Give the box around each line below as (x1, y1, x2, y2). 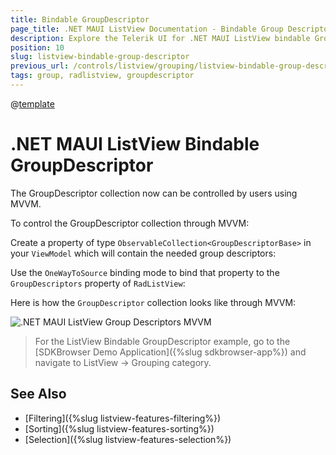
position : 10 (10, 42, 65, 53)
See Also (10, 386, 67, 403)
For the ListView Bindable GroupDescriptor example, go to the (34, 335, 291, 347)
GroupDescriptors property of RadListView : (10, 277, 186, 289)
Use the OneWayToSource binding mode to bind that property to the (10, 266, 280, 278)
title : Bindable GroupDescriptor (10, 14, 150, 25)
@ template (10, 97, 55, 110)
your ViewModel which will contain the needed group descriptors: (10, 247, 277, 259)
